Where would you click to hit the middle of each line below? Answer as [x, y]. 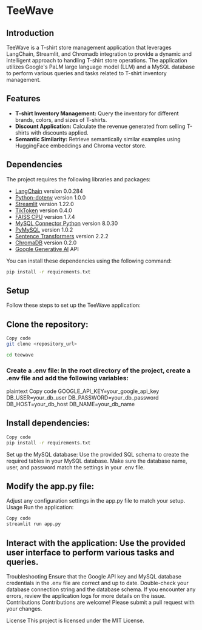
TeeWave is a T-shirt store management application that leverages [89, 47]
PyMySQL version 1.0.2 [44, 230]
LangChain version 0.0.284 [49, 191]
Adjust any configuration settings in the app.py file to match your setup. [96, 501]
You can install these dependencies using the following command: [89, 261]
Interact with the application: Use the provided [96, 543]
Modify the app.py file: [50, 486]
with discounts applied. [60, 132]
